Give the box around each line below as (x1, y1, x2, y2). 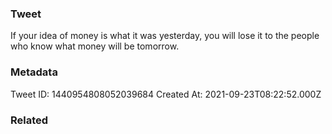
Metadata (10, 65, 58, 79)
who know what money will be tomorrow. (10, 40, 180, 52)
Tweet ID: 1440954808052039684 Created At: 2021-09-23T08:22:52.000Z (10, 88, 322, 100)
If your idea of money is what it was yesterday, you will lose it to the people (10, 30, 320, 42)
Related (10, 113, 49, 127)
